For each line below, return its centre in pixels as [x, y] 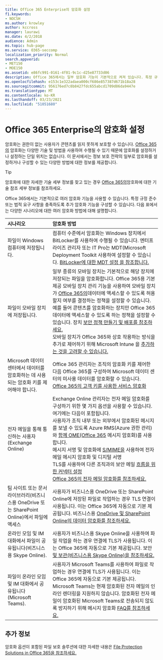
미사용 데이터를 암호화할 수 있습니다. [102, 379]
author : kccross [21, 28]
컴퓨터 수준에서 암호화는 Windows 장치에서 [99, 233]
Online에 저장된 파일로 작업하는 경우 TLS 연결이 [104, 499]
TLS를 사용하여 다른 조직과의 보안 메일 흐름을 [101, 464]
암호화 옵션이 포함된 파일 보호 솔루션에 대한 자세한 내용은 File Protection [74, 646]
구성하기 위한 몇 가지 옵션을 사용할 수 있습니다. [103, 406]
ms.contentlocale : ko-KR [30, 95]
